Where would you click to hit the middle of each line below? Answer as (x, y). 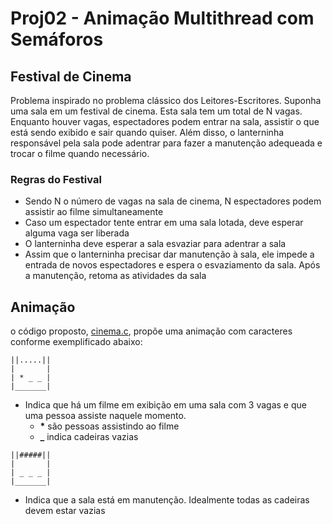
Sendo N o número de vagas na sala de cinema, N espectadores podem (173, 201)
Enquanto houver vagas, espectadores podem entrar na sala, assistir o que (165, 121)
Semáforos (57, 39)
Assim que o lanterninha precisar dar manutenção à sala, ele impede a (169, 254)
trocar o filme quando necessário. (80, 153)
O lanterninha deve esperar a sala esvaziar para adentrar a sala (155, 244)
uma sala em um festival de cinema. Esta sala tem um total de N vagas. (156, 111)
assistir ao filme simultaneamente (94, 212)
